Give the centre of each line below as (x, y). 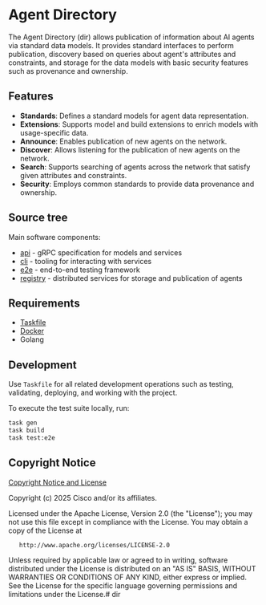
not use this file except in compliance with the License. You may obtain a (128, 522)
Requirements (44, 303)
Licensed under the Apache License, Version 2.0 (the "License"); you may (131, 513)
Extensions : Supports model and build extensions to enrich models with (139, 124)
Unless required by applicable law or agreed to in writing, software (118, 560)
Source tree (38, 218)
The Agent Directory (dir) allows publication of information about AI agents (131, 37)
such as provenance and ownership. (68, 71)
